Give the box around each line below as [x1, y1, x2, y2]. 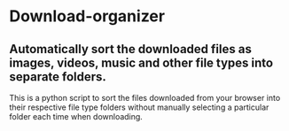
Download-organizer [9, 6, 166, 27]
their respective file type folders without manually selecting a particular [9, 102, 269, 112]
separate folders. [9, 69, 106, 84]
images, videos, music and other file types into [9, 55, 273, 70]
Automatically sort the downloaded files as [9, 42, 253, 57]
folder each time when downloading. [9, 112, 144, 121]
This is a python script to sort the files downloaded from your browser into [9, 93, 281, 103]
